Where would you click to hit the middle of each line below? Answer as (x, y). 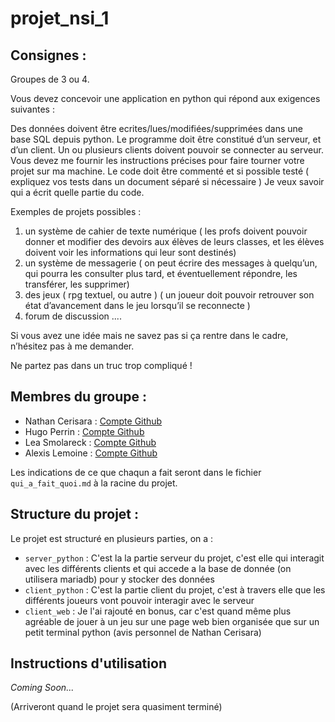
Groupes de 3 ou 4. (50, 79)
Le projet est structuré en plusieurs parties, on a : (112, 538)
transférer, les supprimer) (77, 284)
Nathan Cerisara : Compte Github (93, 421)
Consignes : (48, 55)
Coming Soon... (42, 688)
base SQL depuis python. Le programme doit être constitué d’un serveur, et (166, 139)
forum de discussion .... (73, 316)
